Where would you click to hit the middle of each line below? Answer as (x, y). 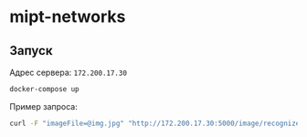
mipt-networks (68, 17)
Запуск (31, 51)
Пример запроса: (43, 106)
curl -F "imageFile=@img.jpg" (67, 123)
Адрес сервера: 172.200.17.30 (69, 72)
